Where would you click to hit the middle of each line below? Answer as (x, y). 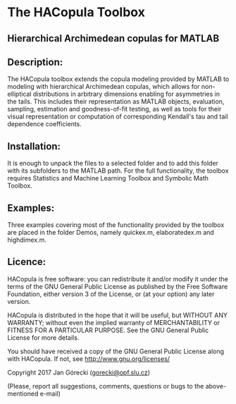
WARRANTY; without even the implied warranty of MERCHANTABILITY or (114, 322)
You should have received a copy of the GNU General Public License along (116, 351)
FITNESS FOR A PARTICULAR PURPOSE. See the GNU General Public (108, 330)
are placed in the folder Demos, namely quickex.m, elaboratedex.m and (111, 233)
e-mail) (50, 393)
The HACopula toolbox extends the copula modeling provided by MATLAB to (118, 79)
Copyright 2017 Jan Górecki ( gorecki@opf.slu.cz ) (79, 372)
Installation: (34, 146)
